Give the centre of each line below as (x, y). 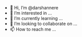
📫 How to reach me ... (33, 29)
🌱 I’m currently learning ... (36, 18)
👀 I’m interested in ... (31, 13)
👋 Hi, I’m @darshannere (34, 8)
